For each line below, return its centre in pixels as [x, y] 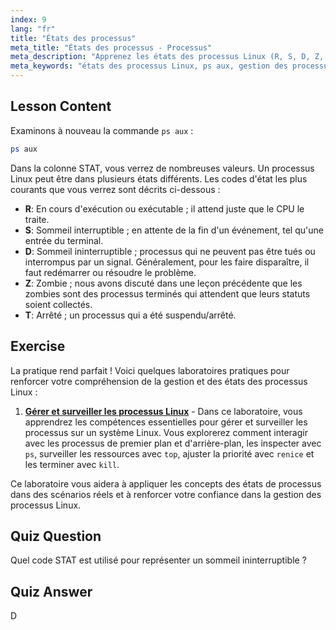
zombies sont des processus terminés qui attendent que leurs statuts [167, 293]
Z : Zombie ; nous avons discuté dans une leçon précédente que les [163, 283]
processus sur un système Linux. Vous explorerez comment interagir [166, 432]
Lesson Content [61, 106]
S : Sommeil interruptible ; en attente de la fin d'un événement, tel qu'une [174, 230]
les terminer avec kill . [72, 464]
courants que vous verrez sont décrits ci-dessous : [115, 189]
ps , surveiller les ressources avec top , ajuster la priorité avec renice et [169, 453]
